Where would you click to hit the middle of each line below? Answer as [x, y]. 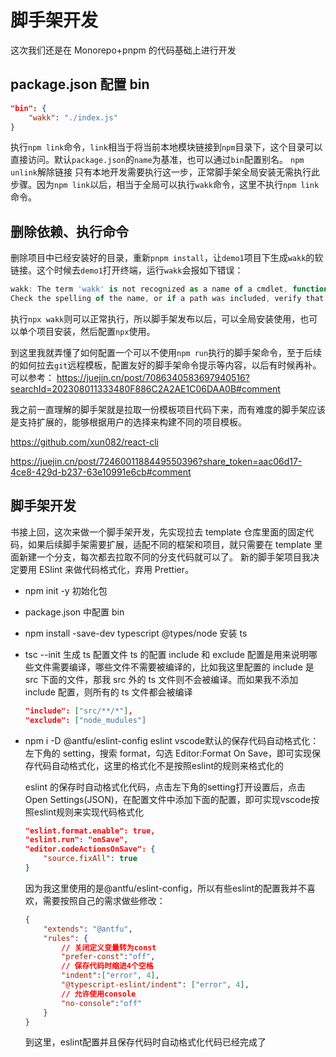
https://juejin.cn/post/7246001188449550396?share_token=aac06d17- [156, 461]
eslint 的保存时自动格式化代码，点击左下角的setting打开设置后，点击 [165, 787]
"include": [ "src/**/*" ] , [78, 711]
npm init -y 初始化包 [66, 590]
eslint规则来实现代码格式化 [88, 812]
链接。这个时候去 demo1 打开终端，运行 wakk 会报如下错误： [127, 270]
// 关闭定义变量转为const [109, 947]
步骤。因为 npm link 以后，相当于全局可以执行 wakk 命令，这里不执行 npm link [165, 185]
